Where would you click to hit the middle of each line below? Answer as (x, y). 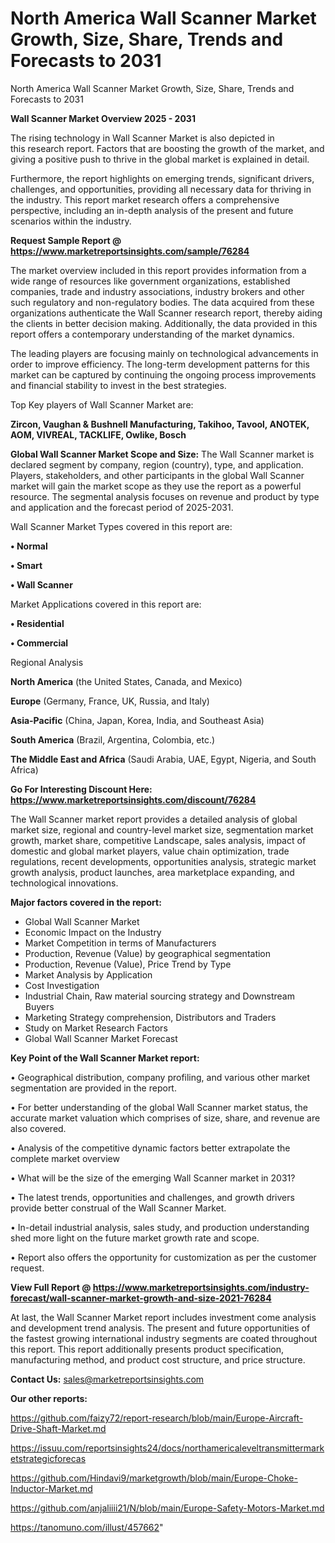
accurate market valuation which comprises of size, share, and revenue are (165, 1118)
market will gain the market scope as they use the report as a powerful (156, 486)
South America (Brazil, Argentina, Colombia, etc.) (113, 739)
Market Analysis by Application (88, 974)
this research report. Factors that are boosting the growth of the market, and (167, 148)
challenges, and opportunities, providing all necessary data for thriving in (161, 189)
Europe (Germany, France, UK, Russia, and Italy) (110, 701)
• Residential (37, 623)
